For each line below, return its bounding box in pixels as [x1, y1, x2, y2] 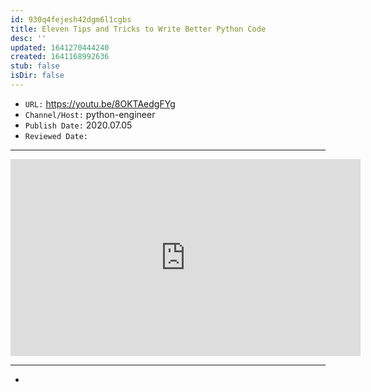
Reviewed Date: [24, 131, 89, 141]
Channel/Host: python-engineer [24, 108, 156, 120]
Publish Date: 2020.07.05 [24, 119, 133, 131]
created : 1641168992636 [10, 52, 110, 62]
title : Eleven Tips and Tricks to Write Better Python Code [10, 24, 267, 34]
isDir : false [10, 71, 65, 81]
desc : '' [10, 33, 47, 43]
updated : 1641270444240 [10, 42, 110, 53]
